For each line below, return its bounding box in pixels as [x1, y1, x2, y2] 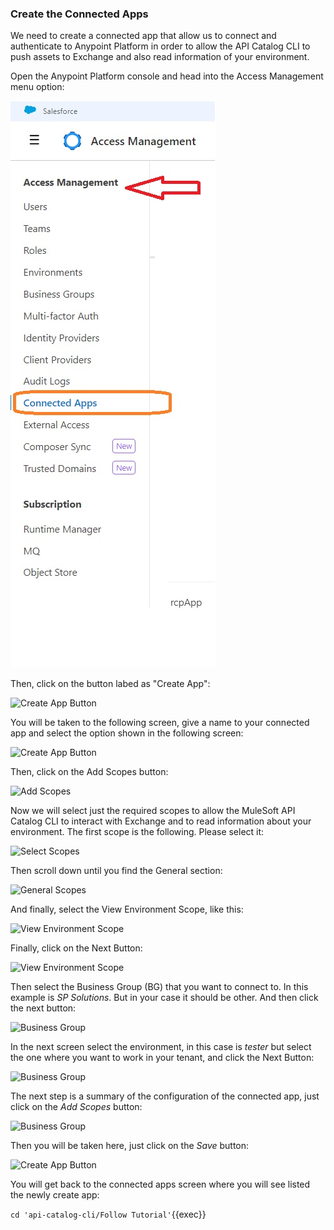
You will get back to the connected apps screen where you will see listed [10, 1178, 311, 1191]
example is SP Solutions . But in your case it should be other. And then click [10, 992, 319, 1004]
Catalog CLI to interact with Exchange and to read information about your [10, 815, 312, 827]
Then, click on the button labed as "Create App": [10, 678, 211, 690]
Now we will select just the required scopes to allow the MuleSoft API [10, 805, 296, 817]
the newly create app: [10, 1189, 100, 1201]
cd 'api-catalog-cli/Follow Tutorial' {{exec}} [10, 1208, 207, 1221]
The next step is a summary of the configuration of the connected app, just [10, 1090, 320, 1102]
